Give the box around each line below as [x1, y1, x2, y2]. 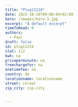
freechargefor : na [5, 62, 43, 67]
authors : [5, 30, 23, 35]
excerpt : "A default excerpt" [5, 21, 67, 26]
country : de [5, 72, 29, 77]
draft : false [5, 40, 32, 45]
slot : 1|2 [5, 49, 26, 53]
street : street [5, 81, 36, 86]
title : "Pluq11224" [5, 7, 45, 12]
